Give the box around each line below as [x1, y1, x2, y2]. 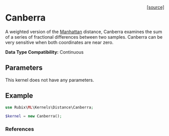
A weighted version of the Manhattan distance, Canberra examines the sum [5, 29, 162, 35]
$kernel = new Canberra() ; [5, 114, 62, 119]
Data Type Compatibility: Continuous [5, 49, 84, 55]
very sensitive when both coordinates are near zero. [5, 39, 114, 45]
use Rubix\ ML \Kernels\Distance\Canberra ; [5, 105, 94, 110]
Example [5, 91, 33, 100]
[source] [146, 5, 164, 10]
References [5, 125, 34, 132]
